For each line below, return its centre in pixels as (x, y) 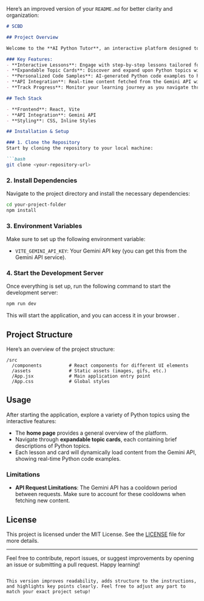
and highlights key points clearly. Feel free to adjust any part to (96, 586)
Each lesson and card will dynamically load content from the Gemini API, (106, 452)
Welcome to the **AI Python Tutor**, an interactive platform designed (99, 48)
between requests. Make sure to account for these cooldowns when (100, 494)
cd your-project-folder (36, 205)
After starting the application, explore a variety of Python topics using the (98, 415)
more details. (23, 541)
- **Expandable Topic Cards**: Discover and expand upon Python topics (99, 70)
